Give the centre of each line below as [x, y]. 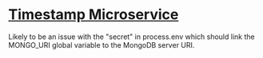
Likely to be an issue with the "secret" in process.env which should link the [131, 37]
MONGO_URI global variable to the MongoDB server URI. [102, 44]
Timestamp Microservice [94, 15]
